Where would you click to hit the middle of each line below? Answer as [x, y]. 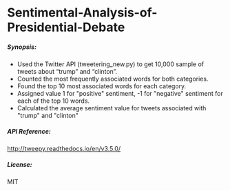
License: [20, 164]
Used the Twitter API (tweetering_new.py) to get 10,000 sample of [111, 64]
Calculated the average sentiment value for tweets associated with [112, 108]
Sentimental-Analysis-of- [82, 13]
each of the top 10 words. [53, 101]
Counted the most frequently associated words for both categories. [113, 79]
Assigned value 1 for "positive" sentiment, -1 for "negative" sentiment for [120, 94]
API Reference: [29, 131]
